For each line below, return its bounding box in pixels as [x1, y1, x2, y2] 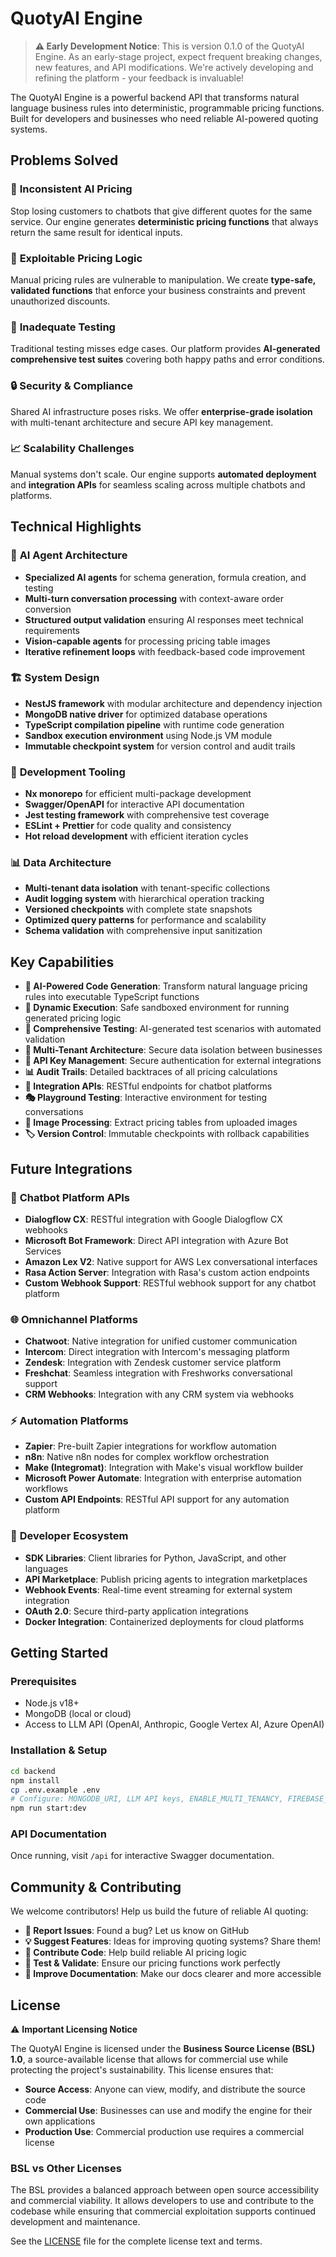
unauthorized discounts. [10, 295, 111, 307]
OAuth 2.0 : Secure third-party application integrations [24, 1605, 249, 1617]
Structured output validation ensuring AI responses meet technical [24, 613, 304, 626]
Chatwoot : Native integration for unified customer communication [24, 1335, 298, 1347]
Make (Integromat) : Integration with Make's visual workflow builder [24, 1462, 304, 1474]
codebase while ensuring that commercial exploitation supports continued [10, 2205, 317, 2217]
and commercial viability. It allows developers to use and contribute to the [10, 2195, 315, 2207]
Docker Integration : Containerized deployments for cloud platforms [24, 1615, 305, 1627]
